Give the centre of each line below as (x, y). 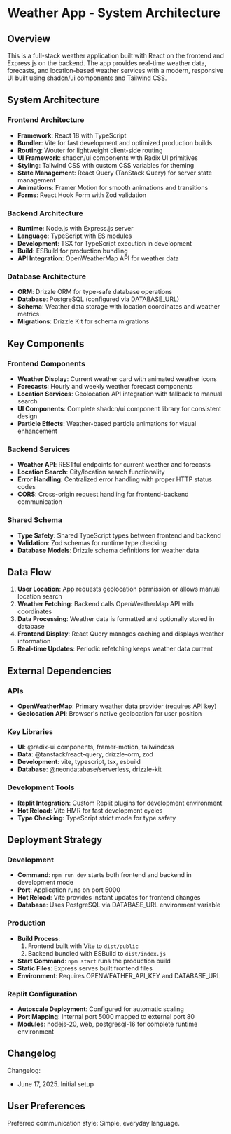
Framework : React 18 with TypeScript (72, 135)
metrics (28, 314)
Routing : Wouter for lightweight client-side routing (90, 150)
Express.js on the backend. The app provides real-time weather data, (107, 63)
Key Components (46, 343)
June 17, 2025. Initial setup (56, 1084)
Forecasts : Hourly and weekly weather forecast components (105, 386)
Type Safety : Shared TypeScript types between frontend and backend (119, 535)
